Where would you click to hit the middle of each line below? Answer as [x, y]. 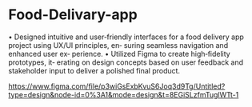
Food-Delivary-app [73, 15]
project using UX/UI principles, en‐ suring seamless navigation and [118, 45]
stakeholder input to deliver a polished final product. [94, 70]
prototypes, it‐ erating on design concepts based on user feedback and [126, 62]
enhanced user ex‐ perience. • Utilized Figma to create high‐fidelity [119, 53]
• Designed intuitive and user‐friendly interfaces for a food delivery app [126, 37]
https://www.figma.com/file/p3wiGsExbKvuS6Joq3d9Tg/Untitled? [117, 86]
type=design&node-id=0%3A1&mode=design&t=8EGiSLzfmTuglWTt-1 [124, 94]
